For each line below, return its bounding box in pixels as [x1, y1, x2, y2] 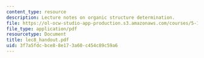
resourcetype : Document [6, 31, 67, 37]
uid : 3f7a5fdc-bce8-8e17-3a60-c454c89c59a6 [6, 43, 118, 49]
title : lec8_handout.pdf [6, 37, 69, 43]
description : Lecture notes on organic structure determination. [6, 14, 175, 21]
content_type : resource [6, 8, 67, 15]
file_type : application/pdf [6, 25, 78, 32]
